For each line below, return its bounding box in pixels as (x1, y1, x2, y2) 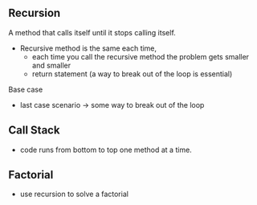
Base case (8, 84, 43, 94)
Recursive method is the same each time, (19, 43, 157, 53)
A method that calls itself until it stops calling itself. (8, 27, 177, 37)
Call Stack (8, 124, 60, 137)
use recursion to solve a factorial (19, 189, 128, 199)
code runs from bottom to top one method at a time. (19, 145, 193, 154)
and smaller (31, 60, 71, 70)
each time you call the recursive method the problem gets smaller (31, 51, 250, 61)
